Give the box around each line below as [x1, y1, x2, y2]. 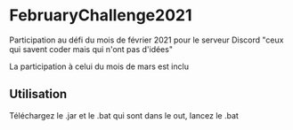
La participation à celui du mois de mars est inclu [9, 61, 190, 72]
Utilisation [9, 87, 68, 102]
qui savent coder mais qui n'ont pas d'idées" [9, 43, 174, 54]
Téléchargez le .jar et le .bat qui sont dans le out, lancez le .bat [9, 110, 239, 120]
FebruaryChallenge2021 [9, 5, 193, 26]
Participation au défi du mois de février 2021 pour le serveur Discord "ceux [9, 34, 284, 45]
